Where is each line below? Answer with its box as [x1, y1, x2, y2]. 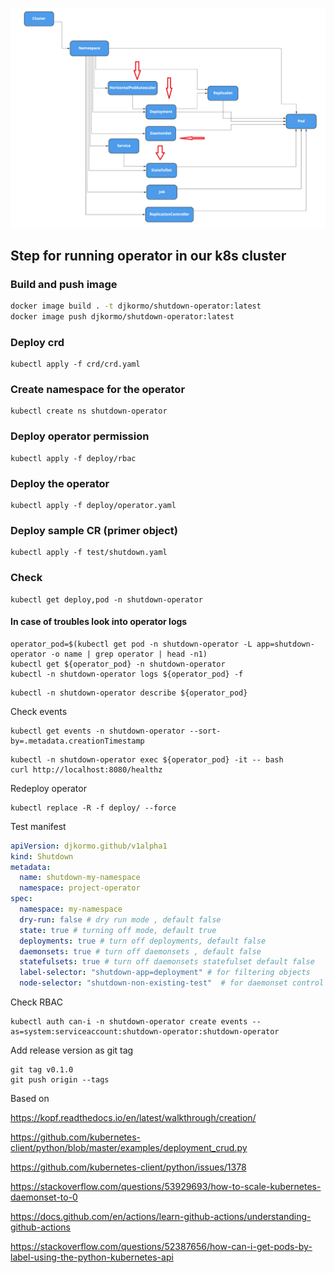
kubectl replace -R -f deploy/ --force [10, 803, 177, 813]
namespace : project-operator [19, 883, 141, 893]
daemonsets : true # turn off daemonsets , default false [19, 946, 262, 957]
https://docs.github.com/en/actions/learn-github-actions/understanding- [10, 1211, 312, 1223]
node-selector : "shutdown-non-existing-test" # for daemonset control [19, 978, 325, 988]
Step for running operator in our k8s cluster [10, 247, 287, 264]
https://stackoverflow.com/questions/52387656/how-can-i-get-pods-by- [10, 1241, 313, 1253]
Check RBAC [10, 996, 63, 1008]
